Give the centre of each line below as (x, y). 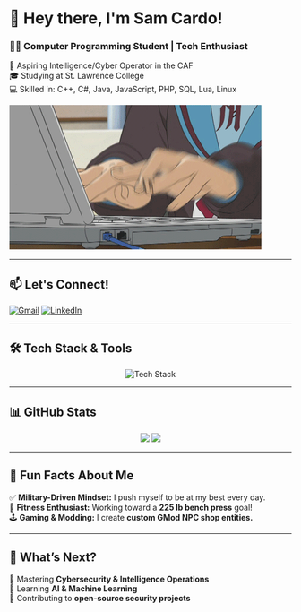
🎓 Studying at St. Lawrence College (77, 76)
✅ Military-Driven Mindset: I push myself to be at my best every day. (138, 497)
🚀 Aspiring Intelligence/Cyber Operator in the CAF (101, 65)
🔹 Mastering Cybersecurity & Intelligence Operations (109, 579)
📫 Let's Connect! (59, 284)
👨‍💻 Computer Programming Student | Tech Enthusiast (129, 47)
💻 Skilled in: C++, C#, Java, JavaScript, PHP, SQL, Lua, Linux (123, 90)
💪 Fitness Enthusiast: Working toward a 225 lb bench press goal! (131, 507)
